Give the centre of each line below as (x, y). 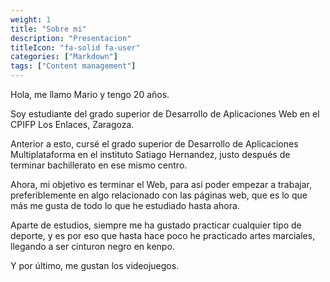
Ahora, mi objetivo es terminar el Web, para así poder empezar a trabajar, (161, 184)
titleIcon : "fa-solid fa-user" (75, 47)
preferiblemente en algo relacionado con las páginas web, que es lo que (159, 195)
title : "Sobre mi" (48, 29)
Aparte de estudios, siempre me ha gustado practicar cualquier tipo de (156, 225)
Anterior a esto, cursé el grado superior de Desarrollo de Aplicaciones (154, 144)
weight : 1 (31, 19)
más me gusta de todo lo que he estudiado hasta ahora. (125, 205)
